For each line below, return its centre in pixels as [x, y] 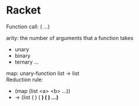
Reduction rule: [25, 79]
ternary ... [27, 62]
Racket [24, 10]
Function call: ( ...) [28, 26]
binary [22, 55]
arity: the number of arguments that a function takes [70, 38]
